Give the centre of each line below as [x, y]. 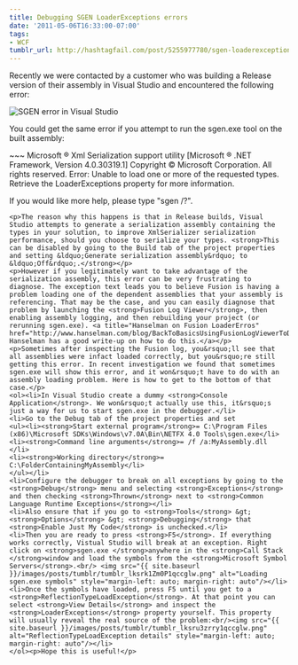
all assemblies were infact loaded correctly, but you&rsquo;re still [142, 357]
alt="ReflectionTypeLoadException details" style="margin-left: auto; [142, 636]
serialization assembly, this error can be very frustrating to [130, 279]
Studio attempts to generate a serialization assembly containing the [142, 225]
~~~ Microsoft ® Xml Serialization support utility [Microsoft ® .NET [131, 155]
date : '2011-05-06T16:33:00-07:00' [75, 26]
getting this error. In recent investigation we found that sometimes [142, 364]
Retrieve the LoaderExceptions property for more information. [122, 184]
